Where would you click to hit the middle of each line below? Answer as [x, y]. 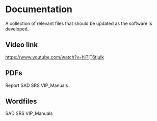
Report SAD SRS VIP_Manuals [37, 85]
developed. [17, 28]
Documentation [39, 9]
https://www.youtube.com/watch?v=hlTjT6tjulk [55, 57]
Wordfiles [21, 101]
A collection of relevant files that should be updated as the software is [79, 23]
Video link [22, 45]
